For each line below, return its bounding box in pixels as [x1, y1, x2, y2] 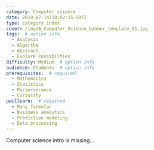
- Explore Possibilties [11, 53, 70, 59]
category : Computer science [6, 8, 76, 15]
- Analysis [11, 37, 39, 43]
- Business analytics [11, 109, 66, 115]
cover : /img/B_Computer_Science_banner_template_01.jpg [6, 25, 148, 32]
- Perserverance [11, 87, 52, 93]
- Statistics [11, 82, 44, 88]
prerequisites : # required [6, 70, 76, 76]
